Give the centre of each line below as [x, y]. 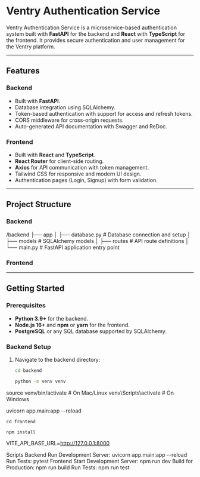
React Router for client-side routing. [59, 161]
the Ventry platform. [31, 47]
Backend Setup [29, 346]
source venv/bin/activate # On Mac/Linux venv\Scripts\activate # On [90, 393]
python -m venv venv [40, 381]
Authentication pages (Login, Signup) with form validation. [86, 180]
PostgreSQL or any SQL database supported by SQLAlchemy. [90, 331]
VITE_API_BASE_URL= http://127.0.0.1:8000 [58, 443]
